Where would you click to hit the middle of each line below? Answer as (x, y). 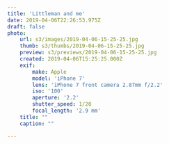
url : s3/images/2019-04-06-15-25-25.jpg (79, 40)
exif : (28, 65)
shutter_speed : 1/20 (62, 104)
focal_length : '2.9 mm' (66, 111)
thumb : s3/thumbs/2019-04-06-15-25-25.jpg (82, 46)
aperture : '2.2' (56, 98)
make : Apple (50, 72)
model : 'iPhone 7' (59, 78)
